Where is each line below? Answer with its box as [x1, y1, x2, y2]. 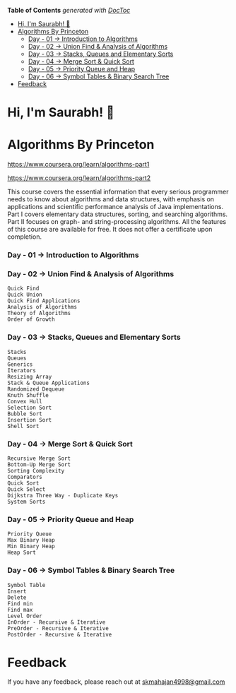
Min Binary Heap [7, 543, 55, 550]
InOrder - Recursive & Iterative [7, 618, 106, 626]
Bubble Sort [7, 410, 42, 417]
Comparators [7, 473, 42, 480]
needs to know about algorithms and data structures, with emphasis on [7, 195, 214, 203]
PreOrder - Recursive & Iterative [7, 624, 110, 632]
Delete [7, 593, 27, 601]
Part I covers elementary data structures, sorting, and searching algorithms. [7, 210, 228, 218]
